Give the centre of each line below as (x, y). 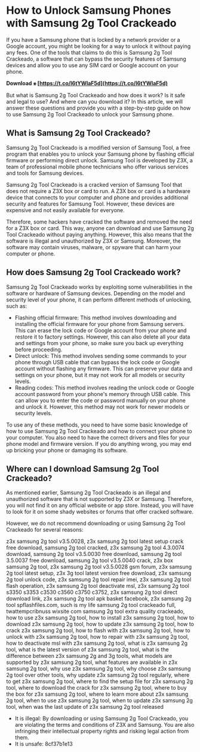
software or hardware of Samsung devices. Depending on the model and (96, 293)
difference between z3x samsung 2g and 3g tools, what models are (89, 656)
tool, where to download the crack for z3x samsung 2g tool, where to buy (96, 688)
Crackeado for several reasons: (45, 530)
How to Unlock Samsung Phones (89, 10)
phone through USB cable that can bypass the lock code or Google (97, 362)
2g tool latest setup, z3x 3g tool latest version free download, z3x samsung (99, 573)
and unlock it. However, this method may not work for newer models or (102, 407)
